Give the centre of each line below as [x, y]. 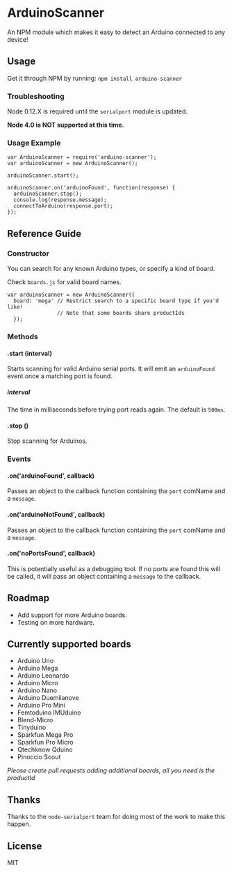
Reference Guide [44, 234]
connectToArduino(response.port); [63, 206]
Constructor [28, 254]
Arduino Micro [38, 683]
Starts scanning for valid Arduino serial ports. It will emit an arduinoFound [111, 369]
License [25, 846]
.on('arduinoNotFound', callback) [56, 515]
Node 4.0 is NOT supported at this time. [66, 125]
